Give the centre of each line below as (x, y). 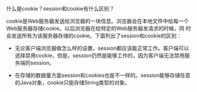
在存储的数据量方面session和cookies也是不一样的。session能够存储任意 (102, 75)
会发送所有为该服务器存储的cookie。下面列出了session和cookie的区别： (94, 36)
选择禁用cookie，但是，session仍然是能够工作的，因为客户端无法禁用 (100, 55)
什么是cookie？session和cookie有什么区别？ (60, 8)
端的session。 (37, 63)
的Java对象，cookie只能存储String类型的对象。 (72, 83)
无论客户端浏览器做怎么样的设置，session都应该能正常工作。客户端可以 (102, 48)
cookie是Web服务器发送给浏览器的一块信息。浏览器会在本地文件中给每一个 (98, 21)
